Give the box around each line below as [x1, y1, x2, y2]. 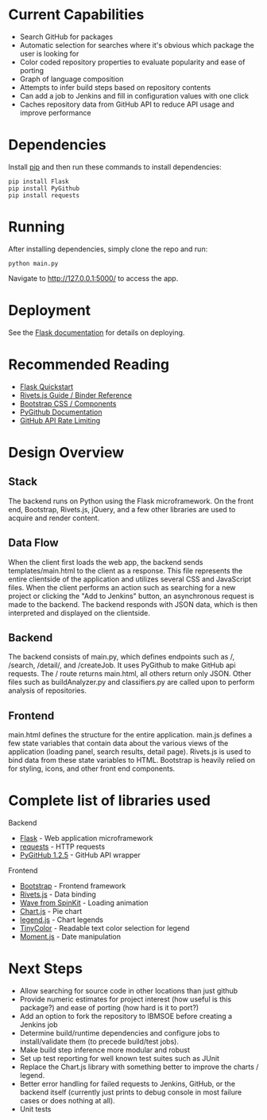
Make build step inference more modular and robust [19, 1045, 191, 1055]
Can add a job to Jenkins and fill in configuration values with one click [19, 91, 250, 100]
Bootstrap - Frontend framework [19, 881, 126, 891]
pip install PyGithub [8, 185, 80, 192]
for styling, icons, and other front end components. [8, 764, 176, 773]
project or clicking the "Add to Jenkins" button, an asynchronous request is [8, 591, 254, 601]
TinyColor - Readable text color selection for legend [19, 924, 190, 933]
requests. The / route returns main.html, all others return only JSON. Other [8, 669, 252, 679]
